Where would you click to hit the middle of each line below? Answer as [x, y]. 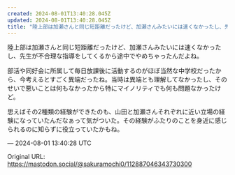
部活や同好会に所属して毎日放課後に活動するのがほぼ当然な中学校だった [111, 71]
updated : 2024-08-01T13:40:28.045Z [59, 20]
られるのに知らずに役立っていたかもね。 [65, 129]
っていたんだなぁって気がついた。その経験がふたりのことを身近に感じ [126, 121]
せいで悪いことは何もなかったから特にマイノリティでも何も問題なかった [111, 89]
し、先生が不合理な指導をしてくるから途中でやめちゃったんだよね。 [105, 56]
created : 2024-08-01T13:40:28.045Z [59, 14]
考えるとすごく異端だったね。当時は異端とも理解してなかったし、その [126, 79]
